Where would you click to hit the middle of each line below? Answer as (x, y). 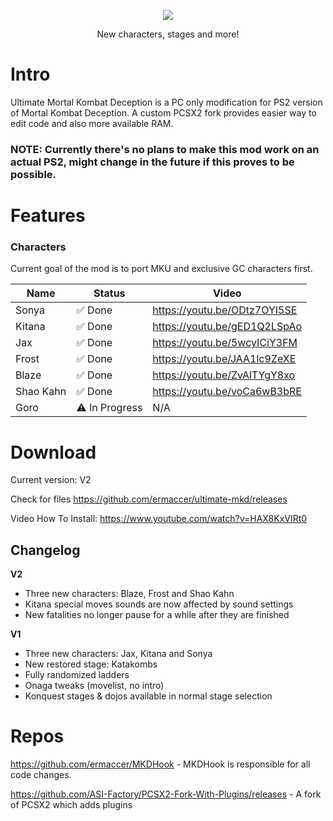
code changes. (41, 775)
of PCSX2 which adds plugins (71, 805)
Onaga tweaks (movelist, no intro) (94, 686)
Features (48, 216)
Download (53, 452)
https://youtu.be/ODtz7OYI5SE (225, 310)
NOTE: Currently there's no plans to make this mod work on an (165, 149)
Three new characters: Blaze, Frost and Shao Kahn (129, 594)
